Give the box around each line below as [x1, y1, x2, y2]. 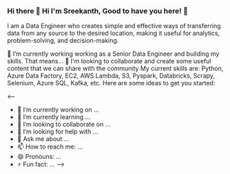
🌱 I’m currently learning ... [17, 113, 91, 121]
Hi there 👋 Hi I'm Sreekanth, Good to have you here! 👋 [7, 6, 188, 16]
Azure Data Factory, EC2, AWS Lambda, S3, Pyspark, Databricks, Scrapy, [7, 72, 216, 80]
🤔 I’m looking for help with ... [17, 127, 98, 136]
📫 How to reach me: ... [17, 142, 83, 151]
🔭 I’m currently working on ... [17, 106, 99, 114]
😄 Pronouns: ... [17, 153, 62, 161]
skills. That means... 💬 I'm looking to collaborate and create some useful [7, 57, 211, 65]
